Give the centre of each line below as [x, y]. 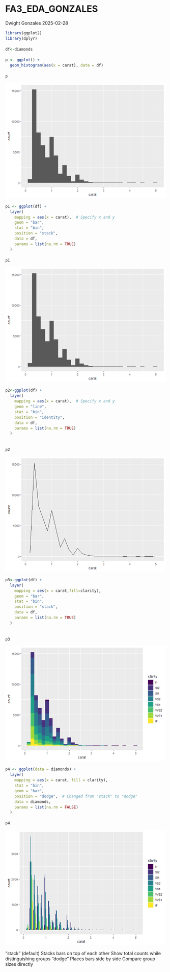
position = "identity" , [40, 417]
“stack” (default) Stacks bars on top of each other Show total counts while [83, 954]
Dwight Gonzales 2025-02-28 [37, 23]
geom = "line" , [31, 407]
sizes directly [19, 964]
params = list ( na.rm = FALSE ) [47, 807]
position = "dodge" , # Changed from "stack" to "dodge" [76, 796]
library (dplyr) [21, 38]
